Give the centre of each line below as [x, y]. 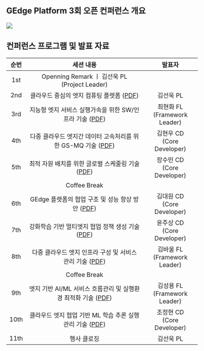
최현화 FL [170, 107]
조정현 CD [170, 312]
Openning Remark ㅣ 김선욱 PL [84, 76]
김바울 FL [170, 249]
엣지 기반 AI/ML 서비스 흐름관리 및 [75, 289]
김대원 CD [170, 196]
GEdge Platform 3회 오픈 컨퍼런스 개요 [76, 11]
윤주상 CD [170, 222]
